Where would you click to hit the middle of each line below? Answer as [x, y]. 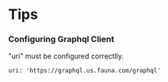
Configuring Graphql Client [61, 39]
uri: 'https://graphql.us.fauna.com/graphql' [84, 71]
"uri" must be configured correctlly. [66, 56]
